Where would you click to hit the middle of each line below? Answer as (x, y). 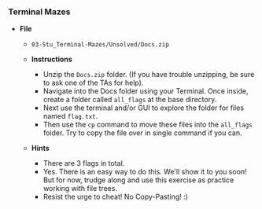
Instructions (52, 59)
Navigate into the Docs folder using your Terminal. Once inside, (146, 91)
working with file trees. (80, 189)
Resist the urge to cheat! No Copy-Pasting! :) (116, 197)
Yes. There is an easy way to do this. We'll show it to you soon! (145, 172)
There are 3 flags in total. (84, 163)
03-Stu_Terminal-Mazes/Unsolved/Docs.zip (100, 45)
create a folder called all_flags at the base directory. (130, 100)
